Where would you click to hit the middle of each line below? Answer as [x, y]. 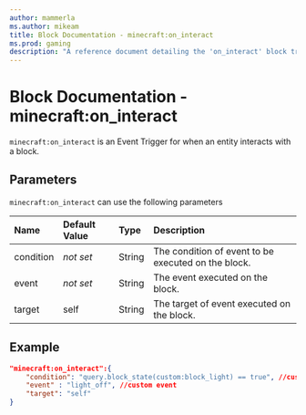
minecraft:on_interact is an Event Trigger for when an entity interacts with [150, 141]
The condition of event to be [214, 251]
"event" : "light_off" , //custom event [102, 385]
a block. [24, 151]
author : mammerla [42, 18]
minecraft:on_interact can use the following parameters [116, 202]
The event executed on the [211, 277]
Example [35, 348]
